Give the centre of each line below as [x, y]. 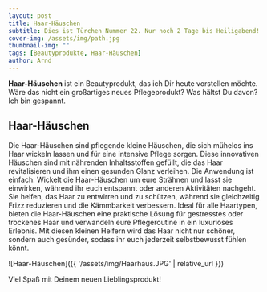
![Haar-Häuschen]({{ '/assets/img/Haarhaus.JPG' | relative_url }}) [116, 263]
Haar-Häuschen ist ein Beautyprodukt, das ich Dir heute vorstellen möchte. [133, 83]
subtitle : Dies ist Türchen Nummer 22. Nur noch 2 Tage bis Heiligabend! [134, 31]
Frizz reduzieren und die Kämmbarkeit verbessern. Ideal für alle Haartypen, [133, 205]
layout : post [30, 16]
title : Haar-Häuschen [44, 23]
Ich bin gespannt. [37, 101]
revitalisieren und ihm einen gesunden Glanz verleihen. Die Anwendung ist [131, 171]
